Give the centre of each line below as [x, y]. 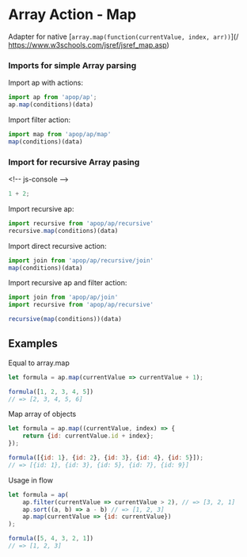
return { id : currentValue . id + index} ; [88, 436]
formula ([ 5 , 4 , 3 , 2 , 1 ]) [51, 539]
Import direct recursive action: [57, 246]
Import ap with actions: [46, 83]
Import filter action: [40, 120]
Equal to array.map [39, 363]
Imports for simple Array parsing [72, 65]
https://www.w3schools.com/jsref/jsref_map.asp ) [89, 44]
